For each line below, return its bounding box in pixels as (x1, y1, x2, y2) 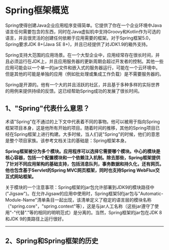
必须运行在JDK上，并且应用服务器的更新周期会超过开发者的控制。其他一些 (9, 58, 164, 64)
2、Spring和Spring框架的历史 (5, 237, 99, 245)
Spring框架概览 (5, 5, 69, 16)
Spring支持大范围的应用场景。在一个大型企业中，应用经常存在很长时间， (5, 52, 156, 58)
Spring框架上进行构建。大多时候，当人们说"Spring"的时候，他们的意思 (14, 131, 160, 137)
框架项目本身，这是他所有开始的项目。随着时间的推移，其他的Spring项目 (5, 125, 156, 131)
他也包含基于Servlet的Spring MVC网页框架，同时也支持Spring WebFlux (5, 167, 156, 173)
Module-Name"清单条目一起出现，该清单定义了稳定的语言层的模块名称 (5, 196, 152, 203)
